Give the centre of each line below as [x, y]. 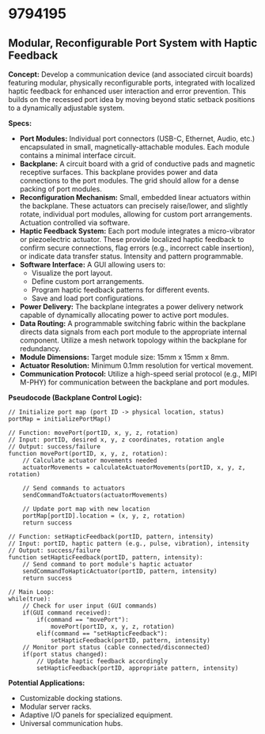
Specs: [20, 123]
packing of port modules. [61, 189]
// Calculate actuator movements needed [90, 460]
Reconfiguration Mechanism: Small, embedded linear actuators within [135, 197]
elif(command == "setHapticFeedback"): [102, 634]
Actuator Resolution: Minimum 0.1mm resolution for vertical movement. [136, 365]
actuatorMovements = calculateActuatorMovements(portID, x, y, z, [134, 467]
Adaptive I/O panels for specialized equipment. [96, 715]
